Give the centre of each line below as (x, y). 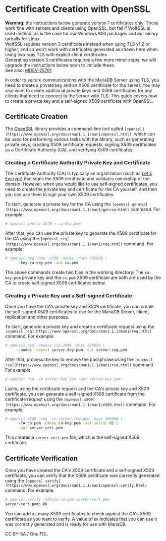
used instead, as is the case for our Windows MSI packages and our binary (82, 33)
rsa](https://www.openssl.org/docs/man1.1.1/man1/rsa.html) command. (80, 365)
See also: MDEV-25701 (28, 70)
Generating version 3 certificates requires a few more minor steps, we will (81, 60)
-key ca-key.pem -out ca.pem (48, 263)
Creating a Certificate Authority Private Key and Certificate (78, 162)
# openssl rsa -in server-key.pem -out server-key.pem (63, 379)
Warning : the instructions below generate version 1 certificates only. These (82, 23)
